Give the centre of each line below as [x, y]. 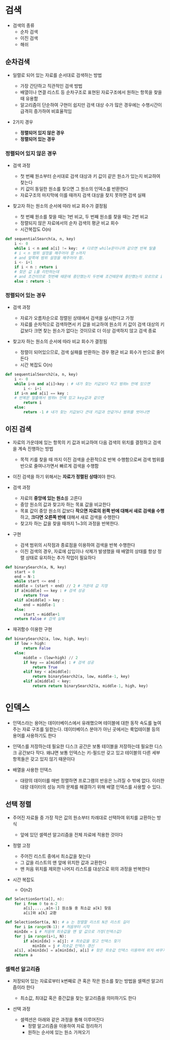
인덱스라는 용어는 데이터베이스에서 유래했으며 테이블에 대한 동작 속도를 [82, 723]
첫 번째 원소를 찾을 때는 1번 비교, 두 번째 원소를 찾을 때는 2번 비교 [84, 217]
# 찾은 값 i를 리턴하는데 [37, 272]
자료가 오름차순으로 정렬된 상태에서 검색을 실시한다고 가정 [77, 318]
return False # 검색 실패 [39, 619]
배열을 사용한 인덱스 [32, 769]
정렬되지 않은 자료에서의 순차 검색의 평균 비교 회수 [69, 223]
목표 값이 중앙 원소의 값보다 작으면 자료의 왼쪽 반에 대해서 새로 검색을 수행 [92, 511]
